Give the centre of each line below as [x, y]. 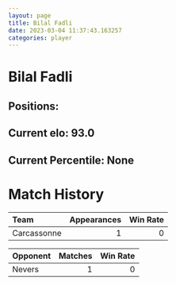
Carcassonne [37, 233]
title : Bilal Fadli [40, 23]
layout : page [30, 15]
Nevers [26, 269]
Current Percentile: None [71, 160]
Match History [56, 194]
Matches [75, 256]
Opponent [32, 256]
